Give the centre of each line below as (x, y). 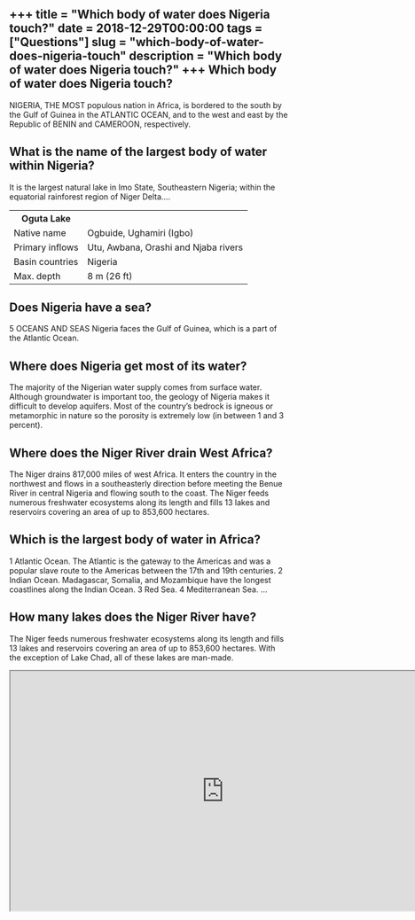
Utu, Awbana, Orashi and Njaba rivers (165, 247)
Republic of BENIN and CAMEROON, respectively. (100, 124)
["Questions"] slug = (68, 42)
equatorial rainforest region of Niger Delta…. (90, 196)
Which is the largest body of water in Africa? (135, 540)
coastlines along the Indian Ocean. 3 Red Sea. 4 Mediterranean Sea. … (138, 589)
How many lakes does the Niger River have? (133, 617)
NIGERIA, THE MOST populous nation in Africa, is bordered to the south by (145, 105)
